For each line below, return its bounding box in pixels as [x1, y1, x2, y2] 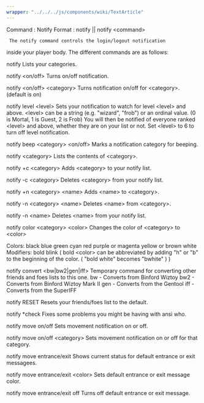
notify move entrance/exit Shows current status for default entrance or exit [6, 352, 195, 359]
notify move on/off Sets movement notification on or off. [6, 322, 148, 329]
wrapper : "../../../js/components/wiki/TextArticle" [6, 9, 144, 15]
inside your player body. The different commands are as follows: [6, 48, 169, 56]
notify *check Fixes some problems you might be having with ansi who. [6, 310, 187, 318]
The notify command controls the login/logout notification [9, 37, 166, 44]
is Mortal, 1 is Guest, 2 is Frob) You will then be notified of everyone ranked [6, 115, 196, 123]
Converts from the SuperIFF [6, 286, 77, 294]
